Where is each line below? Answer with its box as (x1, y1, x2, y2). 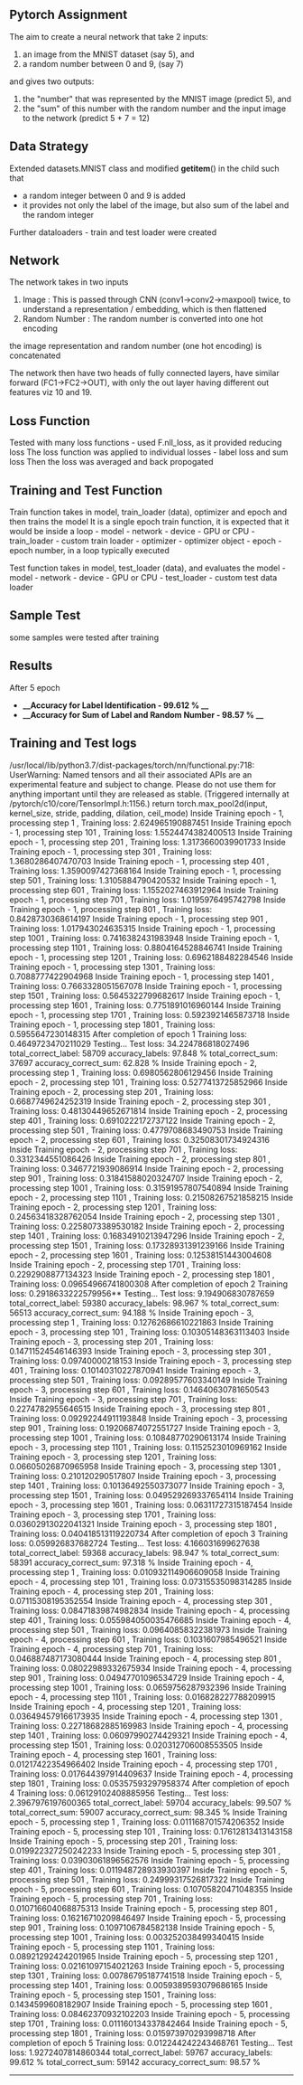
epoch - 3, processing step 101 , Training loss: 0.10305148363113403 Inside (9, 1326, 290, 1337)
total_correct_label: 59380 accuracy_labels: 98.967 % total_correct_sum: (9, 1297, 280, 1308)
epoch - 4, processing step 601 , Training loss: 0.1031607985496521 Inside (9, 1634, 288, 1645)
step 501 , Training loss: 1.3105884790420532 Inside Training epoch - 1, (9, 874, 277, 885)
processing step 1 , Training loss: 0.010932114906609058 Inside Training (9, 1566, 280, 1577)
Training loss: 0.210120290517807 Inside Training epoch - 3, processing (9, 1470, 277, 1481)
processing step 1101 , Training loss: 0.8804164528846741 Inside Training (9, 942, 282, 953)
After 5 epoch (9, 682, 60, 693)
